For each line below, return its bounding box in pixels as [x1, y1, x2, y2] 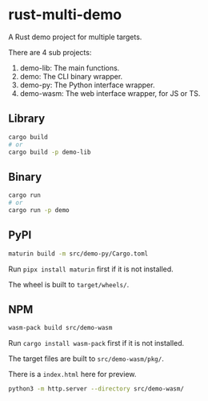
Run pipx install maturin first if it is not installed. [8, 264, 174, 274]
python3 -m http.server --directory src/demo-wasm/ [8, 385, 184, 393]
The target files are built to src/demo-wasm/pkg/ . [8, 354, 164, 363]
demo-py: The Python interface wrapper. [19, 80, 155, 90]
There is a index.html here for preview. [8, 370, 137, 379]
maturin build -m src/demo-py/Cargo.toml [8, 250, 149, 258]
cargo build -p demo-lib [8, 148, 91, 156]
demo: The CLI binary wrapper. [19, 71, 123, 81]
